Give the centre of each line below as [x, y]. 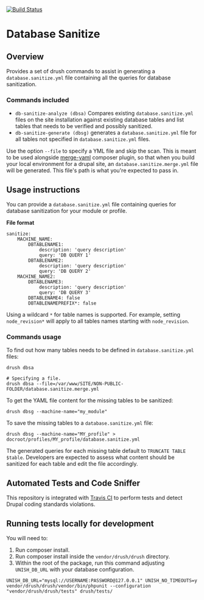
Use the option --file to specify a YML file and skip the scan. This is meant [101, 151]
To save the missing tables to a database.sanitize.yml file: [80, 423]
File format [20, 223]
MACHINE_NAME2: [37, 277]
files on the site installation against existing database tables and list [100, 120]
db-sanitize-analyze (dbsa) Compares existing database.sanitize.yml [104, 114]
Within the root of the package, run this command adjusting [90, 563]
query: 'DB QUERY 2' [65, 272]
